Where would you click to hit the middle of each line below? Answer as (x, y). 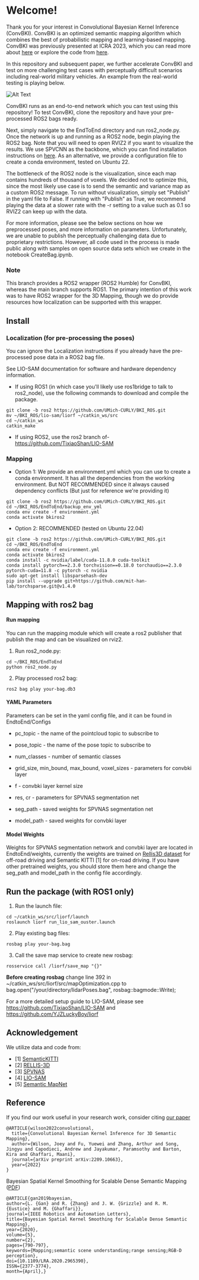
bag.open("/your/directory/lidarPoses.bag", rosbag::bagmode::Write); (91, 990)
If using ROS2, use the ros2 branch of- (62, 437)
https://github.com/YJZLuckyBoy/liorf (52, 1014)
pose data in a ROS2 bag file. (69, 357)
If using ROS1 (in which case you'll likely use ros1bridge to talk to (94, 387)
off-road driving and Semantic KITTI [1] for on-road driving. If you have (93, 860)
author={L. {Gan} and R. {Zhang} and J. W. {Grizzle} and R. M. (87, 1203)
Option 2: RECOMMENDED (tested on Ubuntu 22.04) (79, 528)
